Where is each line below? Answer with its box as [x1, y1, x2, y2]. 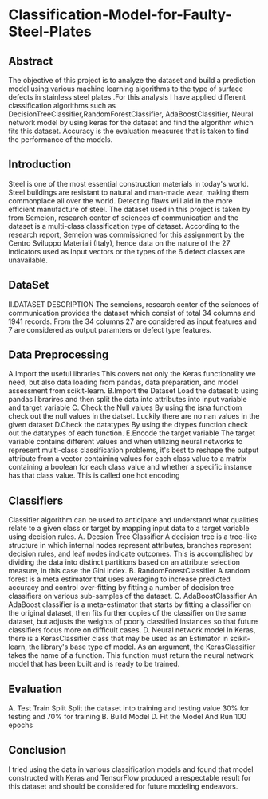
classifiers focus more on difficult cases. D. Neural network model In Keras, [8, 625, 256, 635]
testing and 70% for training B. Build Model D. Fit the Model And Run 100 [8, 712, 247, 722]
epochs [8, 720, 33, 730]
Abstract [8, 54, 53, 68]
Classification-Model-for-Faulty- [8, 6, 232, 24]
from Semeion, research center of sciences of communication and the [8, 213, 239, 222]
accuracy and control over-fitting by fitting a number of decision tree [8, 583, 234, 592]
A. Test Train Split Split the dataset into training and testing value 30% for [8, 703, 250, 713]
